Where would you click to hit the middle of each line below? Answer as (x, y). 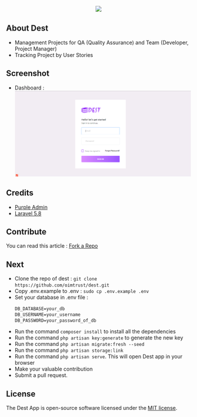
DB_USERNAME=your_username (47, 315)
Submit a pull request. (41, 375)
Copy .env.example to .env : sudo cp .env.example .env (82, 291)
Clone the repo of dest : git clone (56, 279)
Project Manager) (36, 49)
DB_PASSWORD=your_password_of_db (55, 321)
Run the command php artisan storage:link (69, 351)
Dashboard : (29, 88)
